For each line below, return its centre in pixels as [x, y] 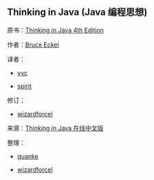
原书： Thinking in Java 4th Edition [56, 30]
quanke [28, 156]
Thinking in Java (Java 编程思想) [77, 12]
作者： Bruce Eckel [33, 44]
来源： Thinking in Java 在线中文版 [55, 128]
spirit [24, 86]
